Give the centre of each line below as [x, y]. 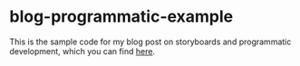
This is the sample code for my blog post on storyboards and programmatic [150, 42]
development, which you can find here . [82, 51]
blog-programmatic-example [121, 17]
